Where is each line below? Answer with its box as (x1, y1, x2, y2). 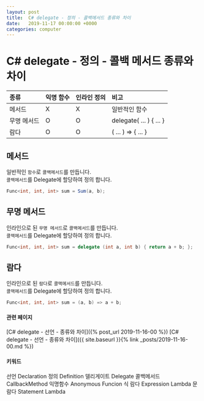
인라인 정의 (75, 93, 106, 102)
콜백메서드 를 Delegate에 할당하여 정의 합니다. (6, 176, 112, 183)
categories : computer (6, 26, 62, 32)
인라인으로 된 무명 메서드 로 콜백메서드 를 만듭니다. (6, 224, 118, 231)
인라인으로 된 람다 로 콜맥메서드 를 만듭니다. (6, 280, 103, 287)
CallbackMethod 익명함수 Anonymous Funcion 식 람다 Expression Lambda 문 (6, 380, 198, 388)
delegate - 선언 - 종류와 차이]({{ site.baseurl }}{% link (6, 336, 139, 343)
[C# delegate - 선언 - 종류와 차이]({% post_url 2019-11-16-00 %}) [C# (6, 328, 179, 335)
